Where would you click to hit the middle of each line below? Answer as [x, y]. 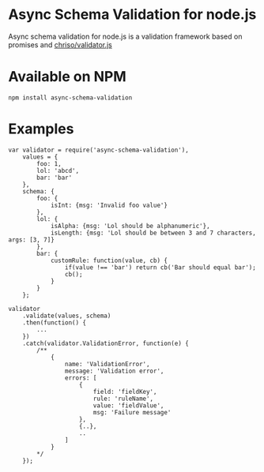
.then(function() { [55, 322]
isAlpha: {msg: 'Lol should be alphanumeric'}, [130, 226]
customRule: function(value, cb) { [109, 260]
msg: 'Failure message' [132, 412]
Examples [41, 129]
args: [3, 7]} [32, 240]
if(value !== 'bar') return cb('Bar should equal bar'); [160, 267]
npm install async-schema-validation [70, 97]
